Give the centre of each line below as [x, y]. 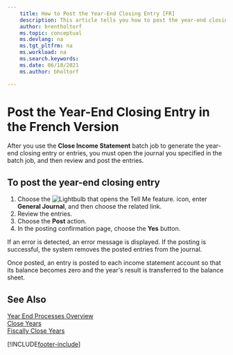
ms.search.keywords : [49, 59]
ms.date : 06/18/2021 [49, 65]
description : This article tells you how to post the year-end [113, 20]
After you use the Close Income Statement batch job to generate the [106, 146]
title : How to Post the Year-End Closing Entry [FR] [97, 14]
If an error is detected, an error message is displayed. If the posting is [107, 242]
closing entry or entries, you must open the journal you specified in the [121, 153]
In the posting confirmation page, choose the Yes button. [99, 229]
